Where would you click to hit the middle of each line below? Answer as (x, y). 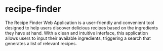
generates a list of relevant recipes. (41, 43)
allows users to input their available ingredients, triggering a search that (78, 38)
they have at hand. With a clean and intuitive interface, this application (77, 33)
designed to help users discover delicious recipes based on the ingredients (81, 27)
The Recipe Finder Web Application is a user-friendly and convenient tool (80, 23)
